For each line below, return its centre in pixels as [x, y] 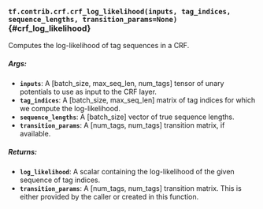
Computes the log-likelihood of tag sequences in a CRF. [99, 46]
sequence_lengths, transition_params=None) [93, 19]
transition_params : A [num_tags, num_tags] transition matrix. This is [130, 188]
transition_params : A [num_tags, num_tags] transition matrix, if [122, 125]
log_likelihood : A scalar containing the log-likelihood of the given [127, 172]
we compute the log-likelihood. [70, 109]
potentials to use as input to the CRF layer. [88, 92]
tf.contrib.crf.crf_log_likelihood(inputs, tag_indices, [120, 11]
